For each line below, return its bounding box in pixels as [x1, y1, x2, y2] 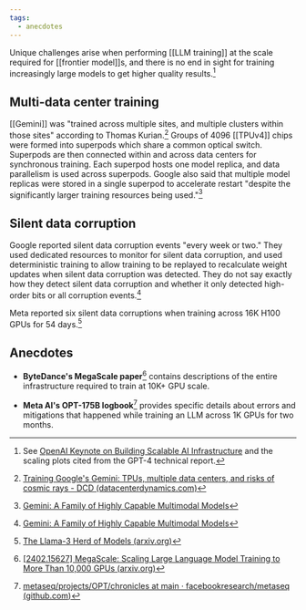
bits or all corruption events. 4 [31, 288, 142, 301]
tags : [9, 13, 30, 23]
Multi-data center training [9, 94, 159, 109]
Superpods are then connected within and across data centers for [9, 149, 257, 160]
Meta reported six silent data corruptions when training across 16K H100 [9, 307, 280, 318]
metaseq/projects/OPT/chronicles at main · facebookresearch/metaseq [22, 580, 290, 591]
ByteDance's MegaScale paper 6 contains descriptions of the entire [22, 369, 278, 381]
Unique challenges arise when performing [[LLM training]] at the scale [9, 47, 273, 57]
